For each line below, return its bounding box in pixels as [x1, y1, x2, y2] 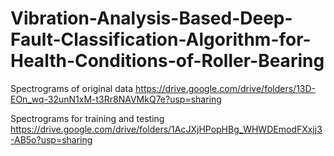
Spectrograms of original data [10, 82, 134, 94]
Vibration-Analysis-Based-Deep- [10, 7, 293, 30]
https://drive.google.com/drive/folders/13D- [135, 82, 317, 94]
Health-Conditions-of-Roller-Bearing [10, 50, 325, 72]
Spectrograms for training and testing [10, 112, 165, 124]
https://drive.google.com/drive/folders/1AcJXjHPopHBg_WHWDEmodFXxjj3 [10, 123, 323, 135]
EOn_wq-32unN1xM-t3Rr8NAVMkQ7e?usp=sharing [10, 93, 222, 105]
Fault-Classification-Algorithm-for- [10, 28, 312, 51]
